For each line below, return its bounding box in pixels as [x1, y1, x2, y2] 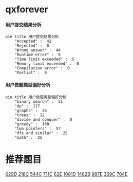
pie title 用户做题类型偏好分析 [5, 94, 67, 100]
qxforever [5, 4, 49, 15]
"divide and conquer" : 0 [14, 117, 72, 122]
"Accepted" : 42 [14, 39, 52, 44]
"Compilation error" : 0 [14, 66, 70, 71]
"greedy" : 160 [14, 121, 50, 126]
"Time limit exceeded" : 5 [14, 57, 74, 62]
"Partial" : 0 [14, 70, 47, 76]
